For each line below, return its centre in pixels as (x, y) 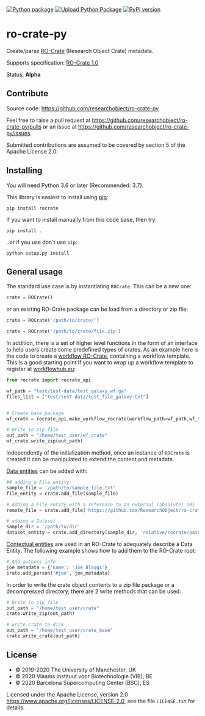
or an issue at (60, 126)
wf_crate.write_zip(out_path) (45, 441)
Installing (24, 171)
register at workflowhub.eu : (41, 369)
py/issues (18, 133)
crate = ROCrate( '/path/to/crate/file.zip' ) (64, 331)
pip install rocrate (33, 208)
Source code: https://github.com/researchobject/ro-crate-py (83, 108)
